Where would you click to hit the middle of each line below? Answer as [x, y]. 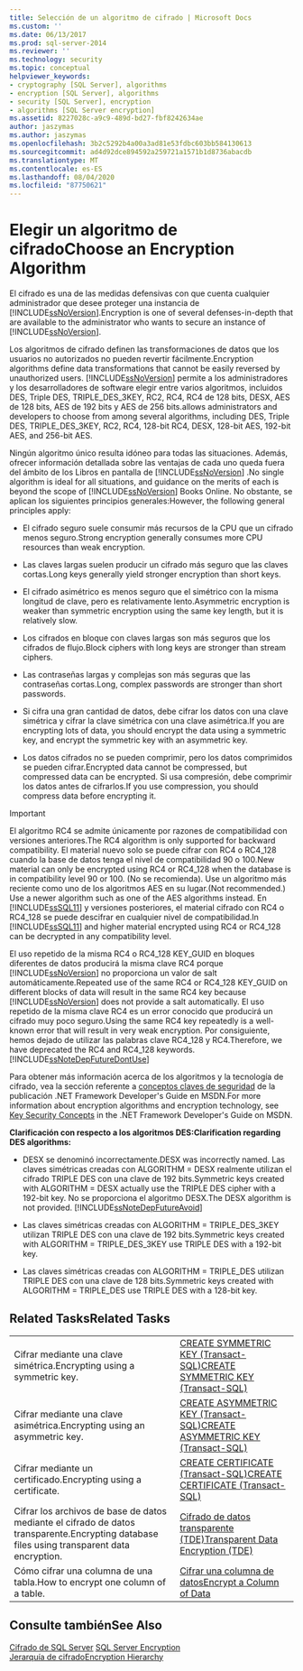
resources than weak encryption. [84, 548]
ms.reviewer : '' [40, 51]
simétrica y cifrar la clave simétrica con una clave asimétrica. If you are [153, 721]
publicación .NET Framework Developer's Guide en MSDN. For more [135, 1096]
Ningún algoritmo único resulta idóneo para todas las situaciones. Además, [149, 453]
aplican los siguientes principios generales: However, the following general [147, 501]
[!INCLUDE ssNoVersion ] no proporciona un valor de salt [114, 973]
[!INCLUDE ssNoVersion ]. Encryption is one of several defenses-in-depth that [151, 313]
